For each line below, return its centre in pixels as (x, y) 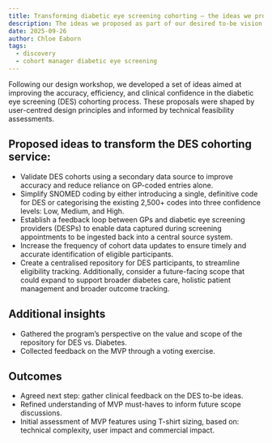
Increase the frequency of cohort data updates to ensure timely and (133, 245)
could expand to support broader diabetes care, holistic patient (125, 280)
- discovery (36, 54)
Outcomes (35, 376)
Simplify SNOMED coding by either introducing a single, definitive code (139, 194)
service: (30, 157)
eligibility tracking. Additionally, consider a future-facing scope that (132, 271)
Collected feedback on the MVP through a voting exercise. (118, 351)
